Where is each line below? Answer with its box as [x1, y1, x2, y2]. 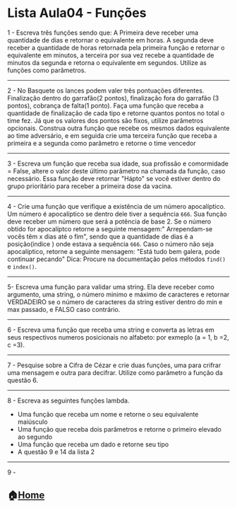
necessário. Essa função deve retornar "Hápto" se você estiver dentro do [7, 174, 221, 183]
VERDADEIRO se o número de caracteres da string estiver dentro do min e [7, 297, 223, 306]
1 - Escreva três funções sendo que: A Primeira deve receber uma [7, 28, 199, 37]
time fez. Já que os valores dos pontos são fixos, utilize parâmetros [7, 116, 204, 125]
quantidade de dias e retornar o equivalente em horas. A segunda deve [7, 35, 214, 44]
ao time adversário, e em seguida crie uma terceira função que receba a [7, 131, 217, 139]
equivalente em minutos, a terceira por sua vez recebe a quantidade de [7, 51, 214, 59]
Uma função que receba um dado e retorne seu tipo [17, 440, 169, 449]
